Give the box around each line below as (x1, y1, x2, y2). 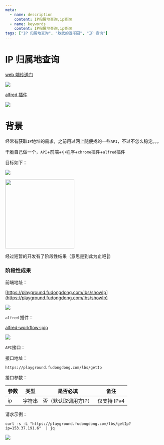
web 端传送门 (5, 71, 33, 77)
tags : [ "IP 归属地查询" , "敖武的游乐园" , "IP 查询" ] (5, 31, 108, 36)
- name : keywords (10, 21, 46, 27)
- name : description (10, 12, 53, 17)
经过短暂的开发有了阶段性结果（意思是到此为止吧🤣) (5, 253, 111, 259)
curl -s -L (5, 421, 28, 426)
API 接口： (5, 344, 26, 350)
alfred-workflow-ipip (5, 325, 48, 331)
